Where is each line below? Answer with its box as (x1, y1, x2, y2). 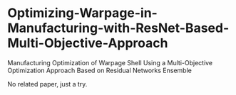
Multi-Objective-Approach (7, 35, 168, 51)
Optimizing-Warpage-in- (7, 5, 158, 21)
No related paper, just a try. (7, 79, 88, 88)
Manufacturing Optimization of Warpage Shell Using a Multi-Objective (7, 58, 213, 67)
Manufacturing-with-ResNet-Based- (7, 20, 230, 36)
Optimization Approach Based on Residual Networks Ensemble (7, 66, 193, 74)
